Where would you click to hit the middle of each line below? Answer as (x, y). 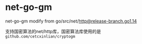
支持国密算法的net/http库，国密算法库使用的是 (53, 31)
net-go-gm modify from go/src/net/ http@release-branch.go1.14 (71, 21)
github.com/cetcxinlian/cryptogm (40, 36)
